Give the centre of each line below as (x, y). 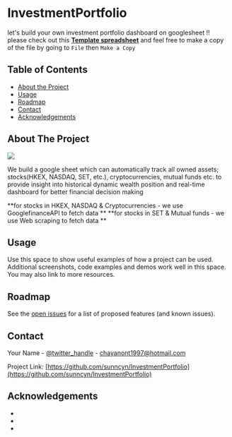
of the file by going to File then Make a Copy (71, 47)
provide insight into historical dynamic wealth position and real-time (106, 184)
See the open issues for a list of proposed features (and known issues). (111, 314)
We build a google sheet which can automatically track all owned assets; (113, 169)
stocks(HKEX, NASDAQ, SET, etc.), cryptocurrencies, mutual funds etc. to (115, 176)
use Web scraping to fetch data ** (57, 220)
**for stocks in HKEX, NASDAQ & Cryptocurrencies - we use (95, 205)
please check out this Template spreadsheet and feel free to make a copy (116, 40)
